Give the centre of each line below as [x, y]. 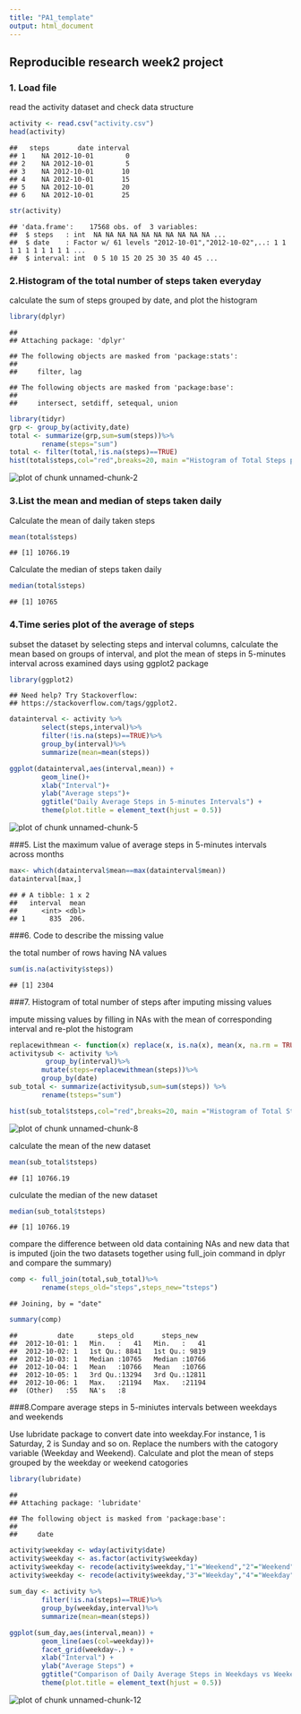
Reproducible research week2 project [116, 62]
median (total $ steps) [48, 586]
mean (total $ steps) [43, 537]
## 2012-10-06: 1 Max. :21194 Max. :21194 [107, 1383]
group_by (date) [70, 1079]
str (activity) [36, 210]
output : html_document [52, 26]
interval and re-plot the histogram [71, 1028]
